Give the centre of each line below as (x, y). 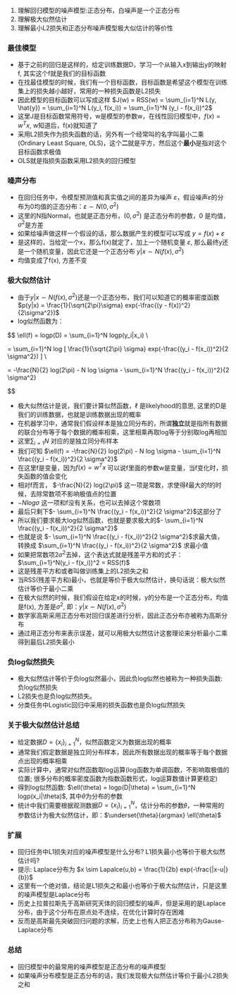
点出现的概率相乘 (42, 761)
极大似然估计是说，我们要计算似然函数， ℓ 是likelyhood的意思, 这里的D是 (122, 405)
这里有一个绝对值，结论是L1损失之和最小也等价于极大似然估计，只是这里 (122, 886)
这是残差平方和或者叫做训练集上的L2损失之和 (83, 570)
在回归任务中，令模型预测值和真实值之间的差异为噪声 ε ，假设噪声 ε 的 (117, 197)
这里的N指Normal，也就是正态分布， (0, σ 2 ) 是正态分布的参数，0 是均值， (123, 215)
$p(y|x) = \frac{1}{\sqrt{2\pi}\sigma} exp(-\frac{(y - (92, 305)
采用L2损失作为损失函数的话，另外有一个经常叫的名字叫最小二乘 (111, 134)
